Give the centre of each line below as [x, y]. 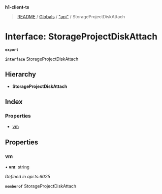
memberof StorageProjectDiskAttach [41, 186]
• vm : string [17, 167]
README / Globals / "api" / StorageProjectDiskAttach [71, 17]
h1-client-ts [17, 7]
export [12, 50]
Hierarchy [21, 74]
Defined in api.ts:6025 [28, 177]
